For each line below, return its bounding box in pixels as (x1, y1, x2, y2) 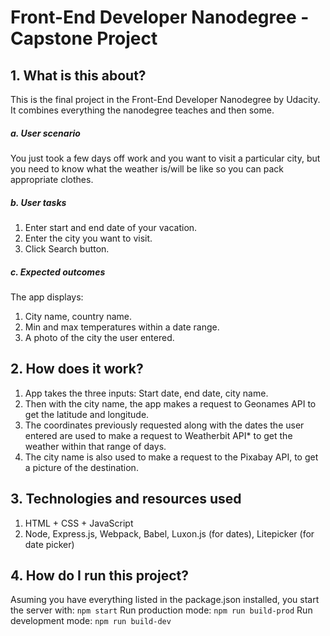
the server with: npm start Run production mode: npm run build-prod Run (10, 604, 313, 616)
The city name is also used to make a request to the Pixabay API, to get (24, 451, 319, 463)
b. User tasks (10, 196, 67, 208)
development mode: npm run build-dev (10, 615, 172, 627)
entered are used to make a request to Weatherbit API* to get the (24, 429, 293, 441)
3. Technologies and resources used (10, 491, 242, 508)
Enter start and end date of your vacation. (24, 221, 198, 233)
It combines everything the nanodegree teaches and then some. (10, 104, 275, 116)
